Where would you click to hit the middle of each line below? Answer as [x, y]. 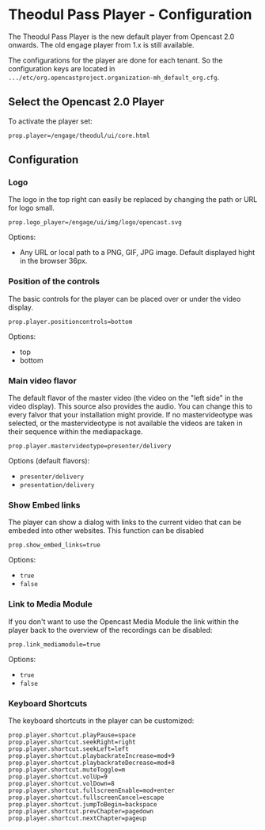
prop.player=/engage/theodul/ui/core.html [79, 135]
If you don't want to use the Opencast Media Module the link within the [124, 621]
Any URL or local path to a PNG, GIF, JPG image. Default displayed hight [137, 253]
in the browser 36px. [53, 261]
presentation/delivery [57, 485]
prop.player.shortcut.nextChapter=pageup [78, 818]
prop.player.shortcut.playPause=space [72, 735]
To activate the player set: [51, 121]
